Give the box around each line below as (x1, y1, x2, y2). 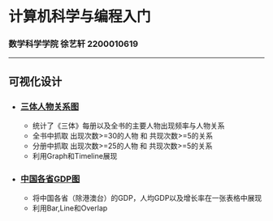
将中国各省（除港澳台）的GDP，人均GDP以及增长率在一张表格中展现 (32, 193, 262, 203)
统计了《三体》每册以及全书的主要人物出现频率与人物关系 (32, 121, 225, 130)
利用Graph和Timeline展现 (32, 151, 118, 161)
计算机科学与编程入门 (8, 7, 152, 26)
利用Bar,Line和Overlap (32, 203, 108, 213)
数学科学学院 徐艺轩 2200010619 (8, 38, 139, 49)
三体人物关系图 (19, 100, 80, 112)
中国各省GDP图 (19, 173, 80, 185)
